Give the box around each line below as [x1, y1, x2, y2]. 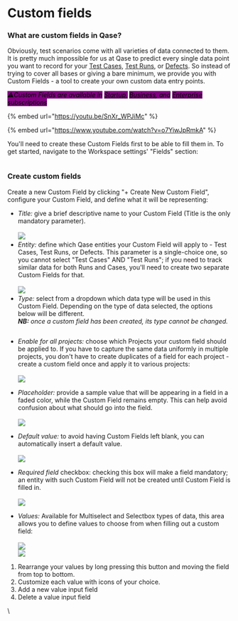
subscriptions [7, 98, 48, 107]
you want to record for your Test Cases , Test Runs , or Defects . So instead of [7, 62, 231, 71]
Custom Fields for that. [17, 270, 85, 279]
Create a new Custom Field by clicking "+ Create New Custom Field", [7, 188, 210, 196]
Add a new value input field [17, 585, 98, 593]
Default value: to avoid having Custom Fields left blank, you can [17, 431, 205, 440]
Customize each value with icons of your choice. [17, 578, 161, 586]
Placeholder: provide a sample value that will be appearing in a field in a [17, 388, 229, 396]
